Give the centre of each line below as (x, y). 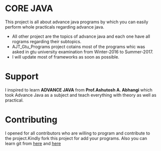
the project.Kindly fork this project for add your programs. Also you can (76, 138)
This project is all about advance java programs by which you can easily (77, 22)
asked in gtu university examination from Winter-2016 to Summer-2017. (83, 52)
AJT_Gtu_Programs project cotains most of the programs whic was (78, 46)
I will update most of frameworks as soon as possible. (66, 57)
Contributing (31, 120)
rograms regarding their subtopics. (47, 41)
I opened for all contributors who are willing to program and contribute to (78, 133)
